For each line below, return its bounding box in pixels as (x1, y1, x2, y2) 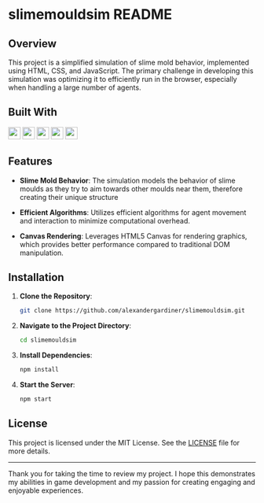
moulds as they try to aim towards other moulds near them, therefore (19, 183, 244, 194)
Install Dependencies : (19, 350, 93, 360)
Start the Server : (19, 380, 75, 390)
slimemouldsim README (8, 6, 173, 24)
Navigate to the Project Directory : (19, 321, 132, 331)
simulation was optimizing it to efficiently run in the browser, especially (8, 75, 237, 83)
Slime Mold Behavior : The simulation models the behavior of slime (19, 176, 236, 185)
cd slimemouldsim (19, 336, 77, 344)
